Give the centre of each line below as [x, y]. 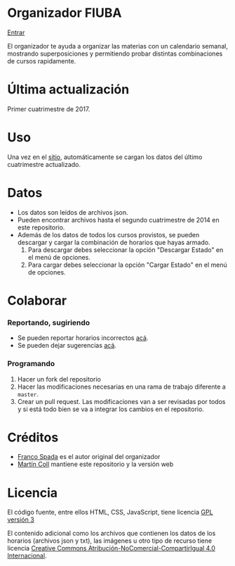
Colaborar [37, 300]
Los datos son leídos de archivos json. [73, 212]
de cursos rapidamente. [42, 61]
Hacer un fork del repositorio [59, 379]
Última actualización [68, 90]
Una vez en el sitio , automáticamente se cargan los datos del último [105, 157]
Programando [31, 364]
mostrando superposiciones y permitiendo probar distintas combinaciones [115, 54]
